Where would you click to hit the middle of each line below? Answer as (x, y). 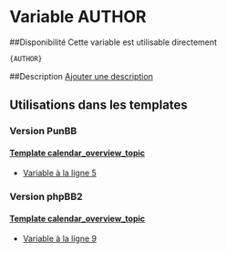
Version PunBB (43, 132)
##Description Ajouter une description (81, 76)
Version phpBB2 (46, 196)
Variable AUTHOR (78, 17)
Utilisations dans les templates (99, 105)
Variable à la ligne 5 (60, 173)
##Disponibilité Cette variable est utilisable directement (113, 42)
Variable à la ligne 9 (60, 238)
